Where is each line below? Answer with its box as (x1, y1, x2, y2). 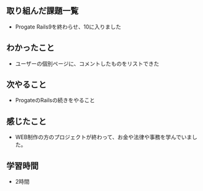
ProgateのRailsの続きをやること (15, 97, 96, 104)
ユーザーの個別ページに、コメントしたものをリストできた (15, 60, 160, 67)
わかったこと (6, 43, 55, 53)
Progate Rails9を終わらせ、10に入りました (15, 23, 122, 30)
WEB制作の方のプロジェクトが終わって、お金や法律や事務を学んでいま (15, 133, 193, 141)
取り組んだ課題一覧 (6, 5, 79, 16)
